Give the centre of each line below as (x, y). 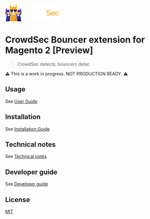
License (18, 199)
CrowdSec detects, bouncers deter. (54, 64)
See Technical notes (26, 156)
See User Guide (21, 101)
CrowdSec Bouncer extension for (75, 40)
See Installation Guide (28, 129)
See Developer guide (27, 184)
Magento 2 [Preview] (49, 50)
